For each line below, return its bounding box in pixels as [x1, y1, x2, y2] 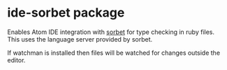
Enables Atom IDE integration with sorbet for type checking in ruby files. [7, 28, 215, 36]
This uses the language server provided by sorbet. [7, 35, 153, 43]
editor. [7, 55, 26, 64]
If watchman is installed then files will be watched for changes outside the [7, 49, 221, 57]
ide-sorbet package [7, 5, 125, 21]
